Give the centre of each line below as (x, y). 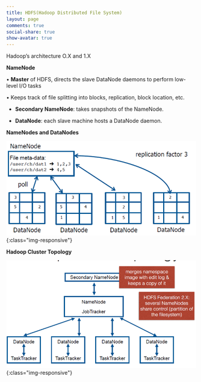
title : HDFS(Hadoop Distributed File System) (64, 13)
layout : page (23, 19)
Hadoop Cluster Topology (39, 252)
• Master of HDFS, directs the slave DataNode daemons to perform (90, 80)
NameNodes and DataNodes (43, 133)
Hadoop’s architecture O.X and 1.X (49, 56)
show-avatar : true (29, 38)
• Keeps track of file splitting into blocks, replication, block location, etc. (95, 98)
